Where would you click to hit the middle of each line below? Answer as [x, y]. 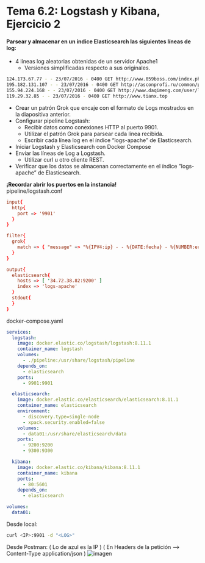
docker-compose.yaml [35, 321]
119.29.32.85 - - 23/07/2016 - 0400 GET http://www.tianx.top [87, 96]
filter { [16, 236]
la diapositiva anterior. [43, 114]
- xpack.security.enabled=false [63, 422]
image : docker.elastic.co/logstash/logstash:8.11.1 [84, 343]
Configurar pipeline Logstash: [52, 121]
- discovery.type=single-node [61, 417]
